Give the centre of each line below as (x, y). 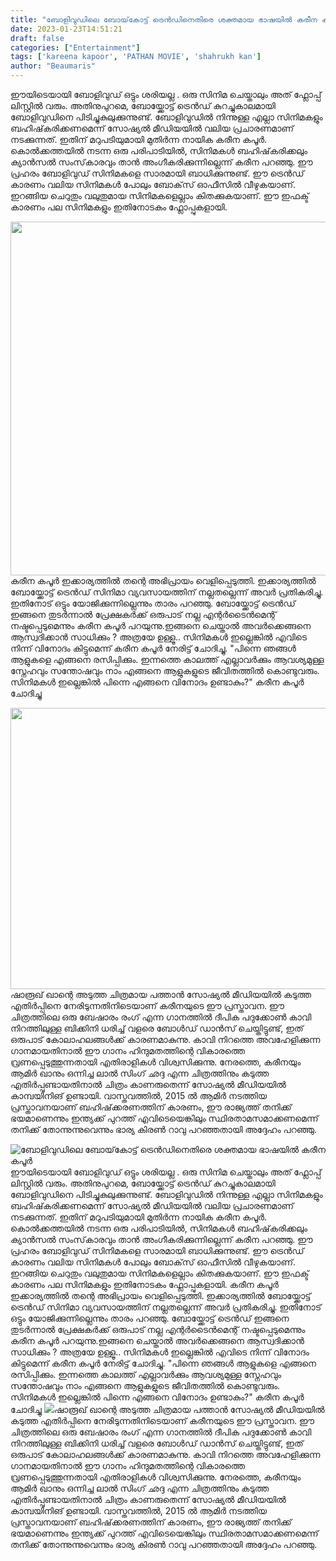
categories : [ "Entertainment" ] (75, 47)
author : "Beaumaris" (53, 66)
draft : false (37, 38)
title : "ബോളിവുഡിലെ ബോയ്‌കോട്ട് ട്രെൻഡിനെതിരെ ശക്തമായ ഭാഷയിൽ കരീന (164, 19)
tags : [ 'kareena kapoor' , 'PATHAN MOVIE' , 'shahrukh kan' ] (136, 57)
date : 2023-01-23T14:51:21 (66, 29)
